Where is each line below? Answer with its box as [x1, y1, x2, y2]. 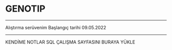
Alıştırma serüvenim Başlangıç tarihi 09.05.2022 [5, 24, 106, 30]
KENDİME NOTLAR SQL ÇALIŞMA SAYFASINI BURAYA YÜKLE [5, 39, 136, 45]
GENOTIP [5, 3, 46, 15]
